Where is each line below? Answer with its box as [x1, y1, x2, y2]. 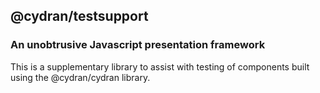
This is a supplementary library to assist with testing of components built [10, 60, 310, 73]
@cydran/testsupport [10, 8, 149, 25]
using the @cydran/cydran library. [10, 71, 151, 83]
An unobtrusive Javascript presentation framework [10, 38, 266, 52]
